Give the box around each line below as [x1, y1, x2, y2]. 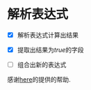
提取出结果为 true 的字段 [17, 46, 84, 54]
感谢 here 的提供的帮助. [7, 75, 71, 84]
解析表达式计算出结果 [17, 31, 78, 39]
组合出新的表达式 [17, 61, 67, 69]
